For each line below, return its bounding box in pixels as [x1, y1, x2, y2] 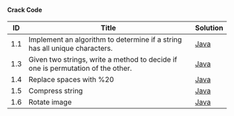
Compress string [29, 86, 84, 96]
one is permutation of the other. [29, 63, 132, 73]
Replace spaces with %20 [29, 75, 114, 85]
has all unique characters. [29, 44, 113, 53]
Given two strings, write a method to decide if [29, 55, 178, 65]
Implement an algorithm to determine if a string [29, 35, 182, 44]
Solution [194, 23, 224, 33]
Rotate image [29, 97, 72, 107]
